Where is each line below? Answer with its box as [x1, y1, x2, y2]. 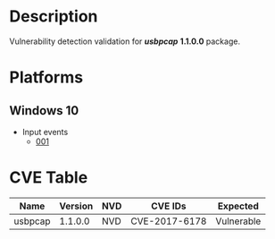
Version [59, 200, 94, 212]
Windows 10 [9, 103, 79, 118]
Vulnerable [215, 215, 262, 227]
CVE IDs [151, 200, 187, 212]
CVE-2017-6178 [130, 215, 207, 227]
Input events [21, 126, 69, 137]
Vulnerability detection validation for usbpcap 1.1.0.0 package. [9, 36, 241, 47]
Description [9, 6, 98, 27]
